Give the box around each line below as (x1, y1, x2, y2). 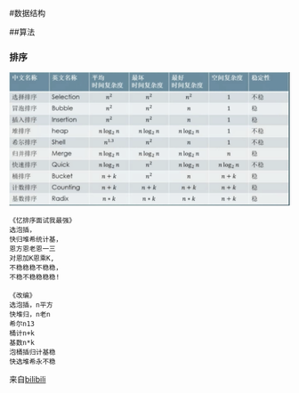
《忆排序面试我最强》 (9, 216, 76, 225)
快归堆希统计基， (9, 235, 63, 245)
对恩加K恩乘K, (9, 254, 55, 263)
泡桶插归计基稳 (9, 348, 56, 357)
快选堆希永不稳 (9, 357, 56, 366)
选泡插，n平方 (9, 301, 53, 309)
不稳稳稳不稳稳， (9, 263, 63, 273)
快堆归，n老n (9, 310, 51, 319)
